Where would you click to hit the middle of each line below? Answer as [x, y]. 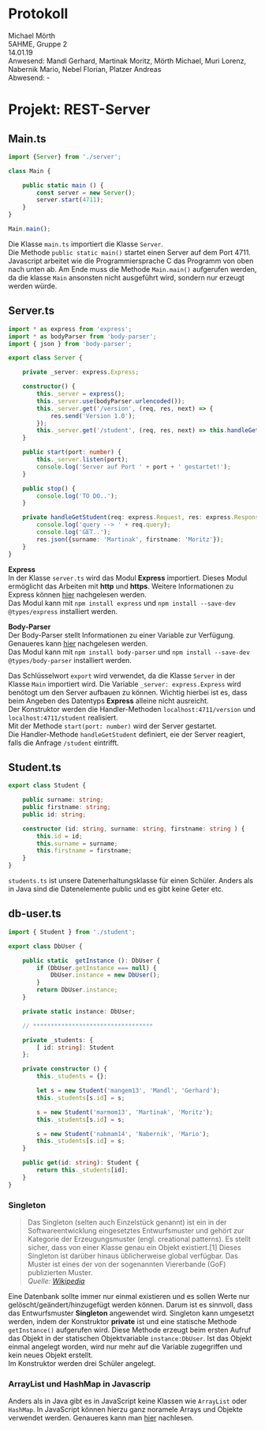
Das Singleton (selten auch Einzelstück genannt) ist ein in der [127, 1222]
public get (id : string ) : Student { [81, 1163]
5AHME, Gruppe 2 [38, 43]
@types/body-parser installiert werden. [70, 660]
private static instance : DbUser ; [79, 1011]
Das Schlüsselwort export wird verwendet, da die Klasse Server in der [121, 675]
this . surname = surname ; [77, 843]
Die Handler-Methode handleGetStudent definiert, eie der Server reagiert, [127, 734]
